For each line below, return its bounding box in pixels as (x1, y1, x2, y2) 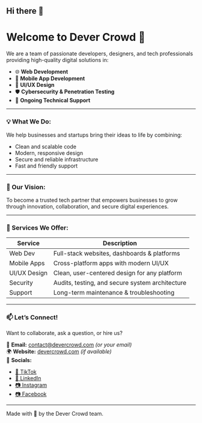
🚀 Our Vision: (6, 183, 46, 191)
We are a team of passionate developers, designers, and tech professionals (6, 50, 194, 57)
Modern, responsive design (14, 149, 83, 157)
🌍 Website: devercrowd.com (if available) (6, 348, 112, 355)
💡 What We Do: (6, 117, 51, 126)
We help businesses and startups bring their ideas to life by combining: (6, 131, 182, 139)
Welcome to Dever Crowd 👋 (6, 30, 145, 44)
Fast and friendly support (14, 162, 78, 169)
